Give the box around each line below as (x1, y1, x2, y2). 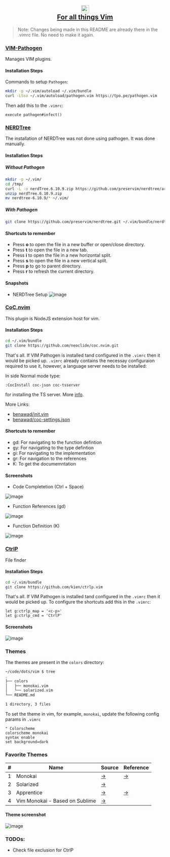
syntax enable (5, 735, 35, 740)
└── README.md (5, 692, 35, 698)
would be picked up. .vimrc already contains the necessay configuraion (5, 358, 155, 364)
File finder (5, 557, 26, 563)
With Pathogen (5, 206, 38, 213)
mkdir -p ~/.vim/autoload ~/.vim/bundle (5, 89, 92, 94)
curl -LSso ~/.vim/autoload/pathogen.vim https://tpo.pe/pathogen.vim (5, 93, 157, 99)
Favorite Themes (5, 751, 48, 758)
